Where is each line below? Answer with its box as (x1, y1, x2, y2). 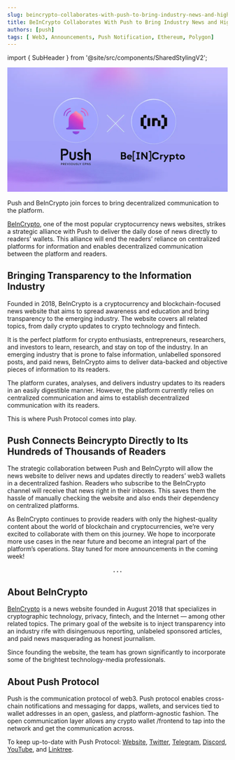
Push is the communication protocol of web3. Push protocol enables (7, 694, 204, 703)
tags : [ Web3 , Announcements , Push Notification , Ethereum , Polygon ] (7, 34, 215, 41)
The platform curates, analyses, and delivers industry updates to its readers (7, 378, 225, 387)
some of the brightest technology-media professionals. (7, 656, 166, 664)
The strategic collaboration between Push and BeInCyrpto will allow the (7, 464, 213, 473)
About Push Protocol (7, 676, 99, 688)
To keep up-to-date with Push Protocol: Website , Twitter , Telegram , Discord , (7, 738, 227, 746)
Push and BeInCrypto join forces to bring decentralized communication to (7, 198, 219, 207)
